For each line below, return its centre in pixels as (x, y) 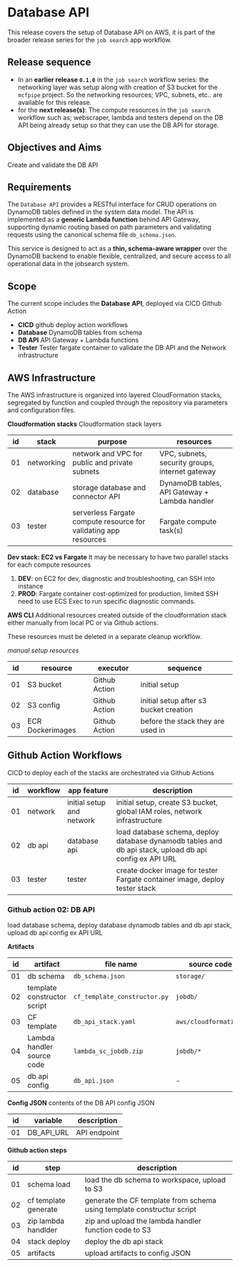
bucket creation (167, 710)
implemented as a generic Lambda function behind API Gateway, (104, 219)
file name (121, 964)
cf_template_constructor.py (121, 997)
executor (113, 668)
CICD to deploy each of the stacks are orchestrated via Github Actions (111, 772)
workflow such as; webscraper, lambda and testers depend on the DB (120, 117)
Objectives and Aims (55, 148)
